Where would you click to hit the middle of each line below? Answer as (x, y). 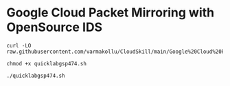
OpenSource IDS (55, 27)
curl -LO (19, 45)
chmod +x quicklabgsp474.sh (47, 63)
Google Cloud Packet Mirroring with (111, 13)
